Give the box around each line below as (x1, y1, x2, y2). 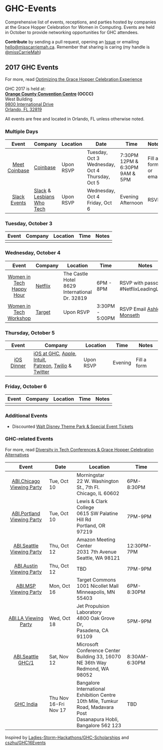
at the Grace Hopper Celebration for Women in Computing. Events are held (5, 24, 155, 30)
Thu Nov (49, 694, 69, 701)
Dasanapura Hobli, (76, 716, 119, 723)
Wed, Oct (49, 615, 70, 621)
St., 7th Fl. (76, 483, 100, 490)
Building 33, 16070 (76, 653, 121, 660)
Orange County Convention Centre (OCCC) (5, 91, 94, 96)
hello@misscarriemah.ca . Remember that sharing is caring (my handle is (5, 44, 150, 50)
